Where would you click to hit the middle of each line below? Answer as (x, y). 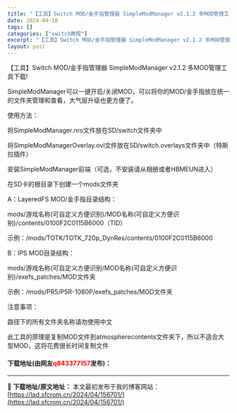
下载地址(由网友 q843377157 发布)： (59, 363)
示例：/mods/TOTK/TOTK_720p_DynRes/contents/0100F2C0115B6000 (110, 238)
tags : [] (20, 27)
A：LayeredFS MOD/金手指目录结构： (62, 199)
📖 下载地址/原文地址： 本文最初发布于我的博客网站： (84, 387)
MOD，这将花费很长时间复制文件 (61, 346)
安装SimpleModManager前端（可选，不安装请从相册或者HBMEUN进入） (112, 169)
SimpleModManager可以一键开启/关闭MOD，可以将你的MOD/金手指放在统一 (119, 91)
